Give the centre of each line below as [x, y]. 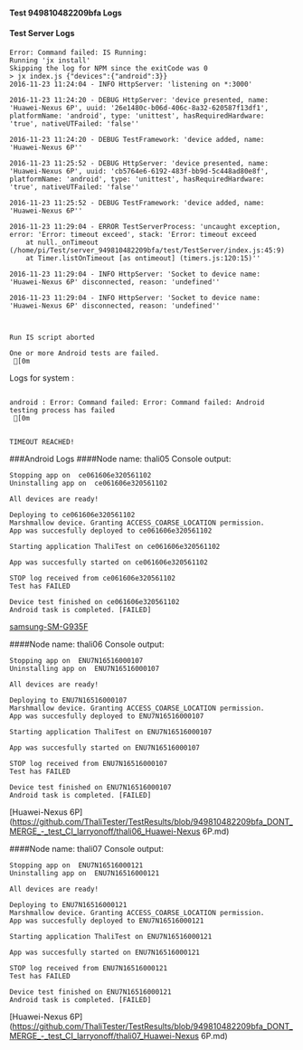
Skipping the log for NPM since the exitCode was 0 [109, 68]
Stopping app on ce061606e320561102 [80, 475]
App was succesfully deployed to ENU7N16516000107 [107, 716]
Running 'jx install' [50, 60]
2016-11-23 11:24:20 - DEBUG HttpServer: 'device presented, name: [139, 99]
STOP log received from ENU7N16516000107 [89, 763]
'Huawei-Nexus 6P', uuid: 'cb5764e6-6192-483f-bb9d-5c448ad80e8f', [139, 171]
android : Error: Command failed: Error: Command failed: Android [137, 402]
